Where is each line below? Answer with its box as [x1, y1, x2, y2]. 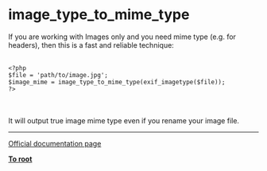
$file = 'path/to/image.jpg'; [8, 71, 109, 79]
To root [8, 154, 33, 164]
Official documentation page [8, 138, 102, 148]
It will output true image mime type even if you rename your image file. [8, 115, 240, 125]
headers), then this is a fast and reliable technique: [8, 40, 175, 49]
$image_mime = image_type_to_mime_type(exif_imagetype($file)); [8, 78, 226, 86]
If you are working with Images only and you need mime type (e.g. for [8, 32, 237, 41]
